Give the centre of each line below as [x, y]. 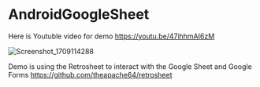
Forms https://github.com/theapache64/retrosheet [90, 74]
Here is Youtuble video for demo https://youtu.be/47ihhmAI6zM [111, 36]
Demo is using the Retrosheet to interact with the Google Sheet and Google [130, 66]
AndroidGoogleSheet [79, 14]
